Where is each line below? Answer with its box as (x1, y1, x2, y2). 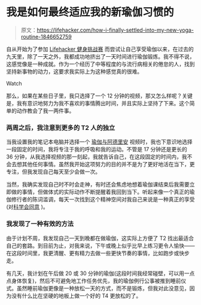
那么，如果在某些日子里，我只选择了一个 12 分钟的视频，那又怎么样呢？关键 (6, 92, 193, 99)
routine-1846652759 (20, 33, 72, 40)
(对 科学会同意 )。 (6, 203, 49, 211)
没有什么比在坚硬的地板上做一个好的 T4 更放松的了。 (11, 292, 142, 299)
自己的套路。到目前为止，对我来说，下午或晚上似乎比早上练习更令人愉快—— (6, 242, 195, 249)
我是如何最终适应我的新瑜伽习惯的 (6, 5, 175, 19)
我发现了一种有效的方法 (6, 219, 74, 228)
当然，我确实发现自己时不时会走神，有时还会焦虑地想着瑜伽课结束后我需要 (6, 181, 190, 188)
